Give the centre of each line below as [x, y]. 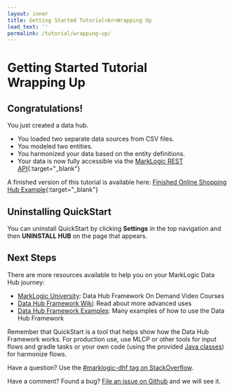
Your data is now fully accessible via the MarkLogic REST [100, 161]
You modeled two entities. [55, 146]
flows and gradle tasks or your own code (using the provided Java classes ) [116, 346]
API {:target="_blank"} [49, 169]
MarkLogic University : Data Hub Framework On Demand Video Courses [121, 295]
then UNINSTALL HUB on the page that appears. [77, 236]
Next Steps [32, 258]
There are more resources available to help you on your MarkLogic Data [111, 274]
